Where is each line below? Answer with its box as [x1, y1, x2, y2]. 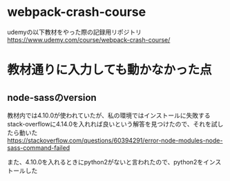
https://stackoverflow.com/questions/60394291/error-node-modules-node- [7, 136, 223, 144]
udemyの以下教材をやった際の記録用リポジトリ [7, 28, 142, 36]
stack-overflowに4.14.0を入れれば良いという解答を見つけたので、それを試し [7, 120, 224, 128]
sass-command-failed [7, 143, 70, 152]
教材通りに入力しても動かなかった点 [7, 62, 212, 78]
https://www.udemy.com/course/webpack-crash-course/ [7, 35, 171, 44]
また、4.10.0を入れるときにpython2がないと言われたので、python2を [7, 158, 204, 166]
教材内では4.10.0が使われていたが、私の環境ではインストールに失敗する [7, 111, 211, 120]
